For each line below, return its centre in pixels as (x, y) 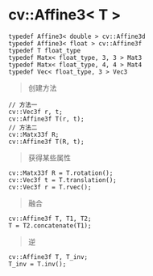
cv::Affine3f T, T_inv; (48, 257)
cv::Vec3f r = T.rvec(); (50, 187)
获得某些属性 (49, 157)
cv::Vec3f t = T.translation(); (62, 180)
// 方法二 (23, 127)
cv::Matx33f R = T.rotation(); (61, 173)
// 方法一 (23, 104)
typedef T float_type (45, 50)
